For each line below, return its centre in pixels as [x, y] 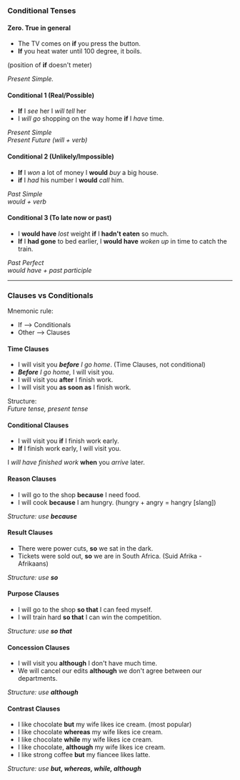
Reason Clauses [32, 479]
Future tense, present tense [48, 409]
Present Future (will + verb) [47, 140]
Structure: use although [43, 692]
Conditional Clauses [38, 425]
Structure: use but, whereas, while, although [74, 769]
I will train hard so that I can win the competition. [90, 617]
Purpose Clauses [33, 594]
